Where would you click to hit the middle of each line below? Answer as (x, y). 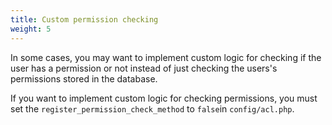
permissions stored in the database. (84, 78)
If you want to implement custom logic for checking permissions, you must (164, 98)
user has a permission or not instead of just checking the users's (144, 68)
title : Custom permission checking (84, 19)
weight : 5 (31, 29)
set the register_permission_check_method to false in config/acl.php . (152, 108)
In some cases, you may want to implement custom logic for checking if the (166, 57)
